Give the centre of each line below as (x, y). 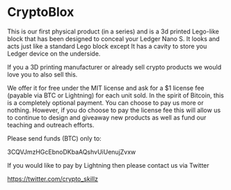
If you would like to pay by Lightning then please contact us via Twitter (109, 165)
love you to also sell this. (42, 74)
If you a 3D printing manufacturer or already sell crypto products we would (114, 67)
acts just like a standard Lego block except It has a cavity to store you (107, 46)
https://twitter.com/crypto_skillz (53, 179)
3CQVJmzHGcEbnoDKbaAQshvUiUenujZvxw (72, 152)
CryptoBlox (41, 12)
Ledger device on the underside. (54, 54)
